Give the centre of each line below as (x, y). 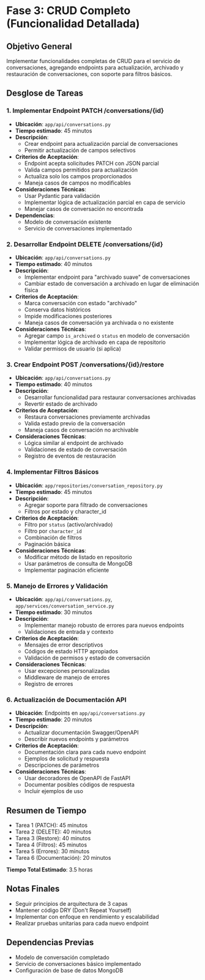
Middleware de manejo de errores (67, 677)
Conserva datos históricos (58, 310)
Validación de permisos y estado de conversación (87, 658)
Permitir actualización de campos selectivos (80, 150)
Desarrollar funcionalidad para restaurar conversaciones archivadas (110, 397)
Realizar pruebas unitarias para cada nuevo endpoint (82, 923)
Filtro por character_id (53, 531)
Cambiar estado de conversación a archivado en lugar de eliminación (112, 283)
